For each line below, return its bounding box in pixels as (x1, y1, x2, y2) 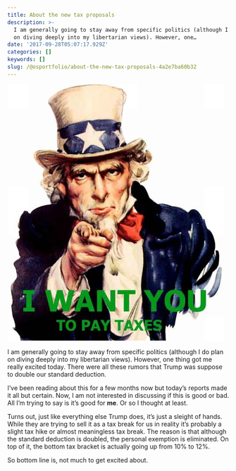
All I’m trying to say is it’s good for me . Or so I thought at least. (7, 398, 188, 407)
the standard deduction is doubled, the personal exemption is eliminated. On (7, 434, 229, 443)
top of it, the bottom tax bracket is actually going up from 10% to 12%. (7, 442, 210, 451)
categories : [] (7, 49, 52, 56)
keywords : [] (7, 56, 46, 63)
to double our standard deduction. (7, 370, 107, 378)
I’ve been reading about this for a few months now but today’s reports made (7, 384, 228, 392)
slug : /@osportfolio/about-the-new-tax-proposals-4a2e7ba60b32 (7, 63, 197, 70)
